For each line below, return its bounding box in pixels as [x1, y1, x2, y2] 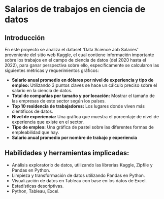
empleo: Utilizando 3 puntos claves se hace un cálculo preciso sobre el [11, 82, 157, 88]
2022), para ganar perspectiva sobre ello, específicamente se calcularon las [4, 63, 160, 68]
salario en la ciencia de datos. [11, 88, 72, 93]
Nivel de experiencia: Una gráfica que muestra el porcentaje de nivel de [11, 114, 159, 119]
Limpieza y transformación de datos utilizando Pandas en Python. [11, 172, 145, 178]
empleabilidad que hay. [11, 130, 60, 135]
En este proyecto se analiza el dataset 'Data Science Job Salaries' [4, 47, 139, 52]
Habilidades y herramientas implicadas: [4, 149, 130, 157]
